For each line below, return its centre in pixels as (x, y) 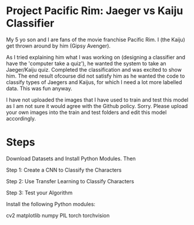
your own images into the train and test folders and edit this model (86, 112)
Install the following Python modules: (51, 204)
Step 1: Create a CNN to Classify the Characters (64, 170)
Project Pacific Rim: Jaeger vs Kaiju (95, 11)
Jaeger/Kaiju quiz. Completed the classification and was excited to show (94, 69)
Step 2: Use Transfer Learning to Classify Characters (70, 181)
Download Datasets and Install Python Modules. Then (71, 158)
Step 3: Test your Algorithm (39, 193)
